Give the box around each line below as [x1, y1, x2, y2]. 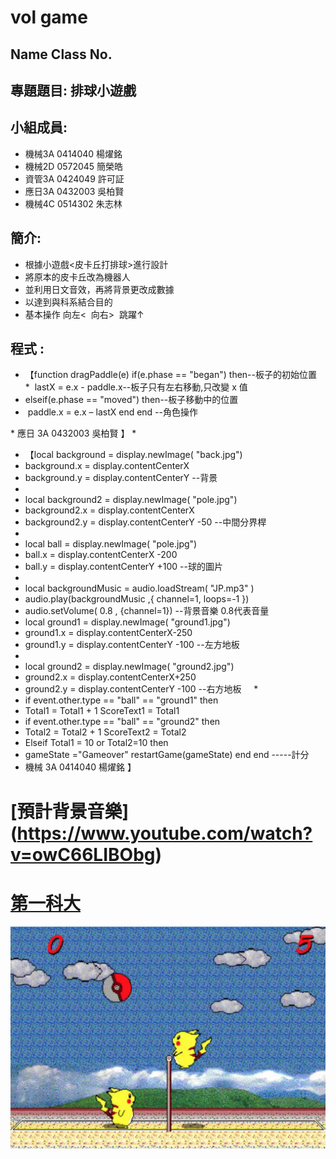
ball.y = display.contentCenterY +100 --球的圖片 [24, 561, 223, 573]
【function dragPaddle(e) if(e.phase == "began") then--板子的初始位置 [24, 369, 317, 381]
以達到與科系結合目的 [24, 296, 113, 308]
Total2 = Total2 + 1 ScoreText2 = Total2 [24, 726, 187, 738]
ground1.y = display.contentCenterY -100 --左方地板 [24, 639, 240, 651]
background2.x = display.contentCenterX [24, 504, 195, 516]
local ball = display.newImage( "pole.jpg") [24, 538, 198, 550]
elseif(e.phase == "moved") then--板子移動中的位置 [24, 394, 239, 406]
